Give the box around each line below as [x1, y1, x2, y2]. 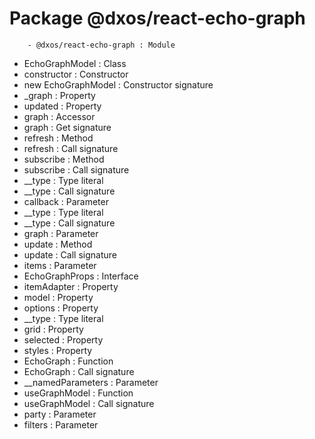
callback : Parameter [23, 195, 109, 207]
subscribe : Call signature [23, 163, 130, 176]
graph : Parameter [23, 227, 99, 239]
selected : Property [23, 333, 104, 346]
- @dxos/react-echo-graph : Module [27, 40, 176, 50]
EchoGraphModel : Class [23, 57, 127, 69]
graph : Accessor [23, 110, 96, 122]
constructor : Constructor [23, 68, 129, 80]
